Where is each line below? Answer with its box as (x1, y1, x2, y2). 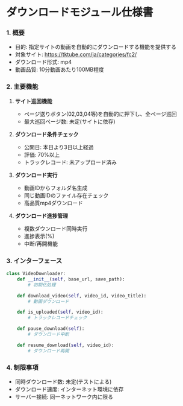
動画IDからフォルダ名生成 (23, 184, 88, 191)
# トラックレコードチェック (28, 315, 87, 321)
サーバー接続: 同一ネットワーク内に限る (14, 393, 113, 400)
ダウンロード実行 (14, 171, 58, 179)
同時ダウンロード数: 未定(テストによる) (14, 378, 112, 385)
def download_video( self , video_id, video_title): (17, 293, 147, 299)
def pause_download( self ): (17, 326, 85, 332)
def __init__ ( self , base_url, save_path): (17, 276, 125, 282)
